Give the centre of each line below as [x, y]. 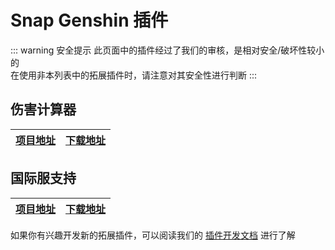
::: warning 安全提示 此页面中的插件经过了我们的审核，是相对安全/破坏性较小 [167, 50]
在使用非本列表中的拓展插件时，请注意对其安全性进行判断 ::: [134, 75]
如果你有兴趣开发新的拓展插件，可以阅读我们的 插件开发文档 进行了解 [153, 235]
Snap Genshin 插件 [89, 20]
